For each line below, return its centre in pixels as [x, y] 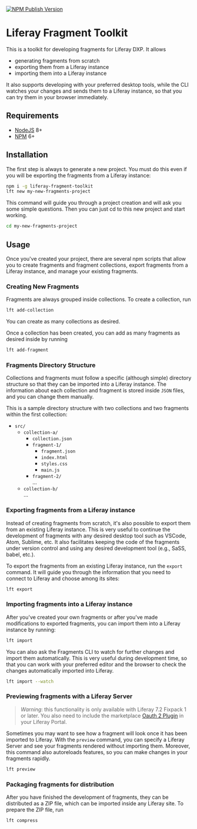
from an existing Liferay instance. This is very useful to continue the [88, 529]
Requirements [32, 116]
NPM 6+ [25, 136]
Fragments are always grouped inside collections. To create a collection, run [98, 299]
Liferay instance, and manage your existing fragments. [72, 271]
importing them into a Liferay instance [61, 73]
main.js [50, 470]
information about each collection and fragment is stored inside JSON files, [96, 391]
